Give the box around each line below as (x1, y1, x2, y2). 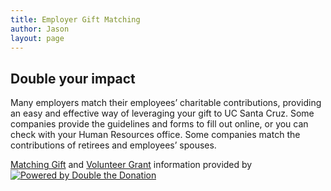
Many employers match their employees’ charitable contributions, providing (10, 97, 322, 109)
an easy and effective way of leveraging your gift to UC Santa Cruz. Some (10, 107, 315, 120)
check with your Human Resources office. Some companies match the (10, 129, 301, 141)
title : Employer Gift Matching (10, 14, 141, 25)
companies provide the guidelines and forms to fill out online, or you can (10, 118, 309, 130)
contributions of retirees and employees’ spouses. (10, 139, 217, 151)
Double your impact (10, 70, 136, 87)
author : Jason (10, 24, 70, 34)
